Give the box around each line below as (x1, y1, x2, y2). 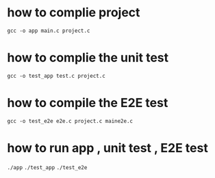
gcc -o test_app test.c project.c (7, 72, 106, 79)
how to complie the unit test (7, 50, 169, 65)
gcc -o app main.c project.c (7, 27, 90, 34)
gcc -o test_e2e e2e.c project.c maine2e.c (7, 117, 134, 124)
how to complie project (7, 5, 140, 20)
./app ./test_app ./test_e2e (7, 164, 88, 171)
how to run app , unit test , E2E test (7, 140, 209, 155)
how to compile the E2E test (7, 95, 168, 110)
